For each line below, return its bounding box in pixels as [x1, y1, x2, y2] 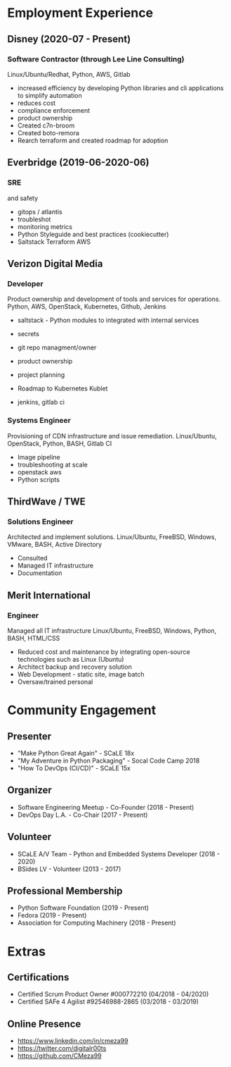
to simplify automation [17, 91, 82, 99]
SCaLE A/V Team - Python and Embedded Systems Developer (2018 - [17, 849, 220, 858]
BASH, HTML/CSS [7, 634, 60, 642]
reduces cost [17, 99, 56, 107]
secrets [17, 330, 40, 338]
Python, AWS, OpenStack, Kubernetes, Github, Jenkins [7, 302, 166, 311]
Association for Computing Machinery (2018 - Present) [17, 918, 177, 927]
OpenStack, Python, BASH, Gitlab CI [7, 439, 112, 448]
